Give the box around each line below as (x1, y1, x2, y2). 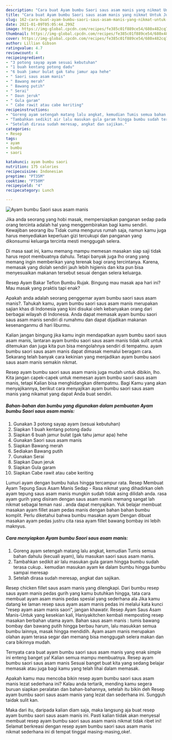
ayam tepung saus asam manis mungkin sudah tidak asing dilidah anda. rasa (6, 490, 167, 497)
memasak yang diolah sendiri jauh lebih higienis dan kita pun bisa (6, 264, 143, 270)
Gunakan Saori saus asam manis (13, 437, 82, 443)
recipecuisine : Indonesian (6, 169, 63, 174)
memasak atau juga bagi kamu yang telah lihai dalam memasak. (6, 665, 140, 671)
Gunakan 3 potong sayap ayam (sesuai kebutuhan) (13, 420, 120, 427)
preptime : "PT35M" (6, 173, 45, 179)
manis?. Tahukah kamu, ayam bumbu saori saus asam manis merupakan (6, 300, 158, 306)
